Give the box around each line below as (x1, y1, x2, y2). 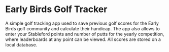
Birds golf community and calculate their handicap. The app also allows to (5, 25, 160, 31)
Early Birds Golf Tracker (5, 4, 108, 15)
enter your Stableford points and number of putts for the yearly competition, (5, 31, 164, 37)
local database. (5, 41, 38, 47)
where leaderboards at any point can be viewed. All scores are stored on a (5, 36, 161, 42)
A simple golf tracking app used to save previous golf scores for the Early (5, 20, 159, 26)
